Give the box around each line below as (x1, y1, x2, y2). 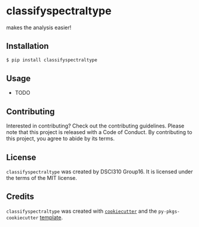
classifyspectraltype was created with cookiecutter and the (6, 207, 157, 214)
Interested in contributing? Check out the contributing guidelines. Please (6, 122, 185, 129)
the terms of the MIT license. (6, 175, 78, 182)
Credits (6, 192, 35, 202)
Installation (6, 41, 49, 51)
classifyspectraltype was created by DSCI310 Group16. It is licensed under (6, 168, 193, 175)
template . (39, 213, 63, 221)
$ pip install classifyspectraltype (6, 57, 97, 63)
